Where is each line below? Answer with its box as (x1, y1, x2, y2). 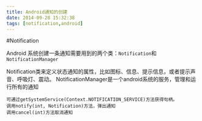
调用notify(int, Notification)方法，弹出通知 (6, 103, 116, 109)
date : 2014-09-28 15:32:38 (6, 15, 75, 21)
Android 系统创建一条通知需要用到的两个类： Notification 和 (6, 50, 157, 57)
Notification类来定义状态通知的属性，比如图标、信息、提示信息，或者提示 (6, 68, 191, 75)
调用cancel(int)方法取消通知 (6, 109, 73, 116)
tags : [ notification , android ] (6, 20, 84, 26)
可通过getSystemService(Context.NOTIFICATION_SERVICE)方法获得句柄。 (6, 97, 178, 103)
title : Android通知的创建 (6, 9, 68, 15)
